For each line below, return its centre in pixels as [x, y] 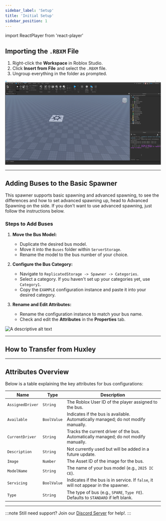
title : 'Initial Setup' [30, 16]
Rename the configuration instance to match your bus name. [81, 314]
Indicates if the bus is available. [98, 414]
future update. [81, 454]
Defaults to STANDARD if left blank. [100, 497]
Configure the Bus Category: [42, 264]
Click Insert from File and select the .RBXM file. [60, 68]
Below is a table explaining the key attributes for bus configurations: [74, 384]
